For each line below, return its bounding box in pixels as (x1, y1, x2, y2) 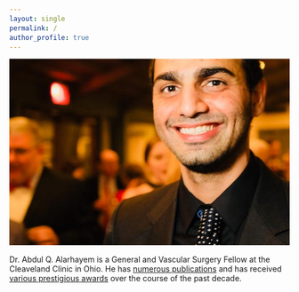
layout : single (9, 14, 66, 23)
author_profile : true (9, 33, 90, 42)
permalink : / (9, 23, 58, 33)
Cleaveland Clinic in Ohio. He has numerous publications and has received (9, 264, 282, 274)
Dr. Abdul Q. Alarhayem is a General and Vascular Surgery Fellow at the (9, 254, 271, 265)
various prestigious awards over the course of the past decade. (9, 273, 242, 284)
